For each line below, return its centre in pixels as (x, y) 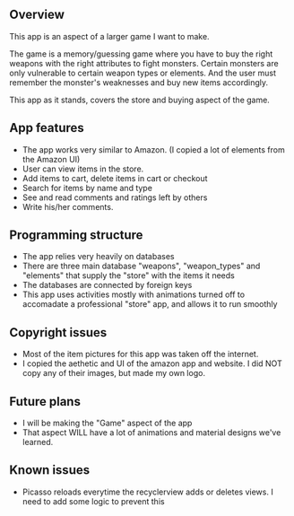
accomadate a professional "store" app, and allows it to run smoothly (150, 304)
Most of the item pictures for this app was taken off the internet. (140, 354)
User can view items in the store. (83, 169)
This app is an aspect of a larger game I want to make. (109, 36)
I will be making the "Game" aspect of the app (107, 423)
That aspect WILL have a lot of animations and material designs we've (151, 433)
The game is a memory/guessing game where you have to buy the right (141, 54)
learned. (38, 442)
